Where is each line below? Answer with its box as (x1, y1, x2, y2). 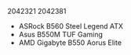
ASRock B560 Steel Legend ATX (18, 22, 123, 30)
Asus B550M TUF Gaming (18, 30, 104, 39)
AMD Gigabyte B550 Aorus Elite (18, 38, 122, 47)
